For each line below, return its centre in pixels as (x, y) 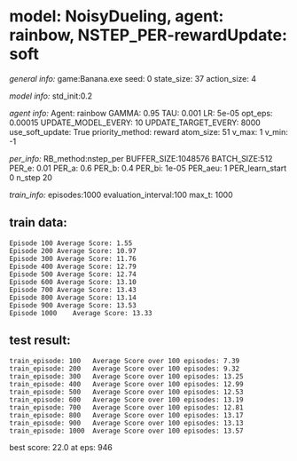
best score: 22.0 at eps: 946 (61, 447)
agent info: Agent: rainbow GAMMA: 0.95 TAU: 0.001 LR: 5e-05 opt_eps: (141, 113)
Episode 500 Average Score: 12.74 (73, 274)
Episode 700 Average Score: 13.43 (73, 290)
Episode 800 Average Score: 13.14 (73, 298)
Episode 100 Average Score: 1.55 (71, 243)
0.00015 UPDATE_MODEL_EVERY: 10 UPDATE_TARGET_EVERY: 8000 (135, 123)
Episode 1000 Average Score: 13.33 (81, 313)
